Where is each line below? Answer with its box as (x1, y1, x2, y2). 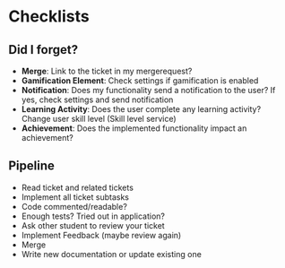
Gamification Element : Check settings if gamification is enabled (21, 75, 259, 86)
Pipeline (8, 159, 56, 174)
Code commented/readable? (21, 201, 127, 212)
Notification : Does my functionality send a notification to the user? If (21, 85, 276, 95)
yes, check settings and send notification (21, 94, 174, 105)
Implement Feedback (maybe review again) (21, 229, 182, 240)
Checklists (8, 6, 91, 27)
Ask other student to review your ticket (21, 220, 165, 230)
